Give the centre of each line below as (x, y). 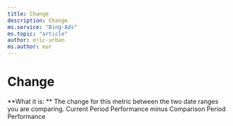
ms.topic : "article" (38, 34)
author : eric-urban (36, 40)
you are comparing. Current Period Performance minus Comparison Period (117, 109)
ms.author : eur (30, 47)
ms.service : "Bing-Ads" (42, 27)
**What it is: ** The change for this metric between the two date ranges (113, 101)
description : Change (38, 21)
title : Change (28, 14)
